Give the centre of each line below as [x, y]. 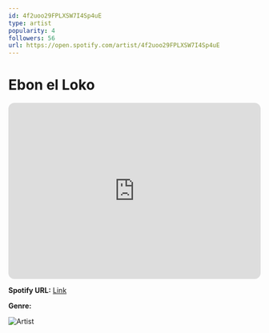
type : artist [30, 23]
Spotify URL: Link [38, 291]
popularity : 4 [32, 30]
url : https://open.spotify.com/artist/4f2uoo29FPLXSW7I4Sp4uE [114, 46]
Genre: [20, 306]
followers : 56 [32, 38]
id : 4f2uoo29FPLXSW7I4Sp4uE [55, 16]
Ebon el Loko [52, 85]
